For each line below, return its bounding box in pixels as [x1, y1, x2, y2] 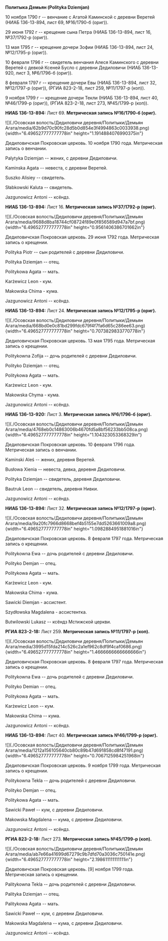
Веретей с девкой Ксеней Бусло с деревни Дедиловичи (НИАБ [5, 65, 141, 70]
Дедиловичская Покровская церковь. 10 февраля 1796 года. [5, 442, 136, 447]
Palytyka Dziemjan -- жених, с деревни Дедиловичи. [5, 155, 118, 161]
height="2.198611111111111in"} [73, 857, 133, 862]
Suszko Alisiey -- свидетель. [5, 175, 65, 181]
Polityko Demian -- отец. [5, 683, 57, 690]
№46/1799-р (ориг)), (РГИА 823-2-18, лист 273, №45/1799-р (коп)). [5, 100, 149, 106]
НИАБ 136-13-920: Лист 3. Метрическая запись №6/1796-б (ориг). [5, 411, 152, 417]
